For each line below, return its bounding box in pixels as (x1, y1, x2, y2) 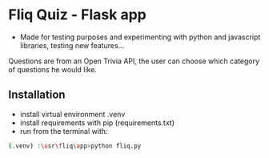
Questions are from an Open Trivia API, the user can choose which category (8, 56, 260, 66)
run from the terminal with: (19, 126, 108, 136)
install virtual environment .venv (19, 109, 126, 119)
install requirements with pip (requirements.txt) (19, 118, 175, 128)
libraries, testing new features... (19, 40, 125, 50)
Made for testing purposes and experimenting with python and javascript (19, 32, 261, 42)
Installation (8, 88, 66, 102)
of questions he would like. (8, 64, 98, 74)
